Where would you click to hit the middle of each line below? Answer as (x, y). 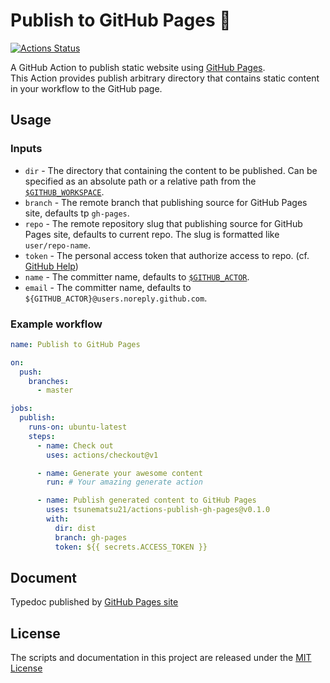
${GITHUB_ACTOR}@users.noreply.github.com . (116, 298)
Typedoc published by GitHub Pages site (94, 602)
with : (58, 519)
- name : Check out (75, 445)
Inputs (26, 149)
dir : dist (75, 528)
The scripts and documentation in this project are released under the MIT (161, 658)
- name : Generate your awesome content (119, 473)
